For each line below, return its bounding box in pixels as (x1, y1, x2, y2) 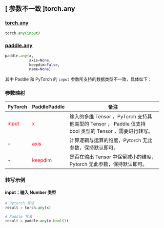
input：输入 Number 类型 (5, 189, 56, 195)
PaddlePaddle (32, 103, 65, 110)
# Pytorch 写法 (5, 201, 35, 206)
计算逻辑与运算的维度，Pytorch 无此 (69, 137, 152, 144)
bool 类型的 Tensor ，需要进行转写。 (69, 127, 153, 134)
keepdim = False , (29, 62, 60, 67)
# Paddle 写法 (5, 214, 33, 219)
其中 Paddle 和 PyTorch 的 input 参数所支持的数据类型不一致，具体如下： (5, 76, 152, 82)
